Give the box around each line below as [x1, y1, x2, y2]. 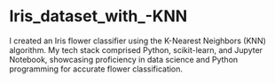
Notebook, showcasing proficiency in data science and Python [9, 54, 239, 64]
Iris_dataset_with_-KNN [9, 6, 188, 26]
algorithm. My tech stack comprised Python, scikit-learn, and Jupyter [9, 44, 263, 55]
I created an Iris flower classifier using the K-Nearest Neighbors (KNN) [9, 35, 266, 46]
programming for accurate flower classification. [9, 64, 184, 74]
